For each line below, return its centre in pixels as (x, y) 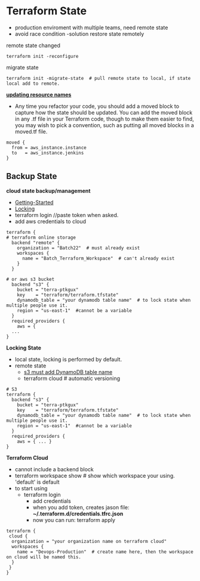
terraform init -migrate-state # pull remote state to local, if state (99, 78)
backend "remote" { (36, 243)
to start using (31, 488)
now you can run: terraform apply (74, 520)
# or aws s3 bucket (30, 279)
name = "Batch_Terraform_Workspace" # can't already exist (98, 258)
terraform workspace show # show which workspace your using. (95, 475)
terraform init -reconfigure (42, 56)
